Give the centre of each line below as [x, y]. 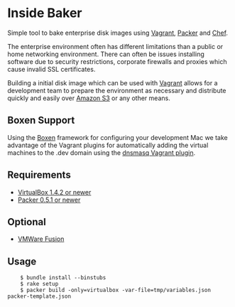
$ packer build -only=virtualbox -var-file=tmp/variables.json [116, 290]
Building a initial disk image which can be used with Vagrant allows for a [113, 82]
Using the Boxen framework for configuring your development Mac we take [118, 137]
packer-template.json [39, 296]
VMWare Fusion [41, 239]
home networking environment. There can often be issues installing [106, 54]
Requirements [39, 175]
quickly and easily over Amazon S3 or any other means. [89, 98]
